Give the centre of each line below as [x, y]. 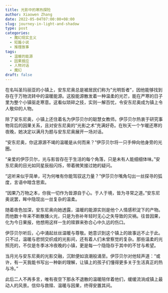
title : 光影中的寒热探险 [28, 10]
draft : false [19, 75]
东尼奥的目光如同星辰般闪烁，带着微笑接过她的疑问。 [60, 165]
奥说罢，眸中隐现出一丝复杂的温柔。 [42, 199]
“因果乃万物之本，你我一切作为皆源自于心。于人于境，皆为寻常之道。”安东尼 [83, 192]
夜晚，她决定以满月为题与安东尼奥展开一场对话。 [55, 131]
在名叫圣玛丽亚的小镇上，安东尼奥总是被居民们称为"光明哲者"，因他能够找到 [84, 89]
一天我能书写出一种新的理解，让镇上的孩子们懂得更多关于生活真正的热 [90, 262]
